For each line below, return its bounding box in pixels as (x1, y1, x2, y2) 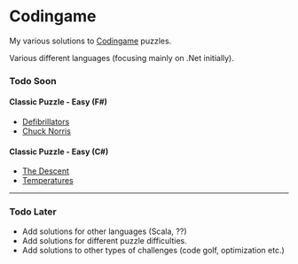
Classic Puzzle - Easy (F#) (9, 97, 108, 107)
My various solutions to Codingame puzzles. (9, 35, 172, 46)
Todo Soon (9, 74, 57, 87)
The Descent (21, 166, 69, 176)
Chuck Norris (21, 126, 71, 136)
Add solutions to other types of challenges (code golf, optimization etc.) (21, 245, 286, 255)
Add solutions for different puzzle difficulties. (21, 235, 188, 245)
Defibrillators (21, 117, 70, 128)
